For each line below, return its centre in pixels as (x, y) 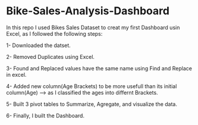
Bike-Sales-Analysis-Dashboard (88, 11)
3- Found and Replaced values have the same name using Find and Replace (99, 68)
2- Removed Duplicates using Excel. (51, 57)
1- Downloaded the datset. (39, 45)
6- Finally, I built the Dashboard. (45, 115)
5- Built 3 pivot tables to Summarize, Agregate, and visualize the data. (92, 104)
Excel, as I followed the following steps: (54, 33)
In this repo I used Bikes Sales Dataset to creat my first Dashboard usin (93, 27)
